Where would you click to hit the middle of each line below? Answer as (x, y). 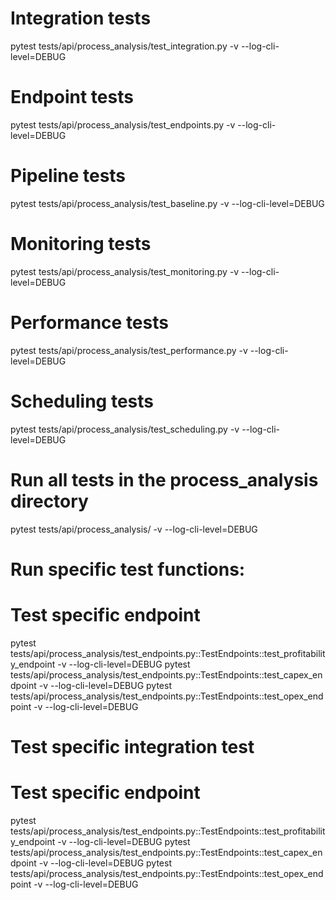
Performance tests (89, 322)
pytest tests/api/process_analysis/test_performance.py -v (129, 350)
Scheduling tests (82, 401)
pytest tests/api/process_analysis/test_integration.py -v (124, 46)
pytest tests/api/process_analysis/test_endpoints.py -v (123, 124)
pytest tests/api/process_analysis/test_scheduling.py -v (125, 429)
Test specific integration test (132, 746)
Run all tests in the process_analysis (164, 479)
